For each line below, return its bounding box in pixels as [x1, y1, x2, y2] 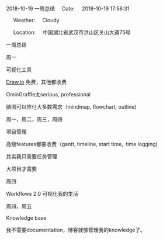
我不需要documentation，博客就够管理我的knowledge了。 [6, 227, 146, 233]
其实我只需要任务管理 [6, 153, 57, 160]
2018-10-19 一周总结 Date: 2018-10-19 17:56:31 [6, 5, 130, 12]
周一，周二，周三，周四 [6, 116, 63, 123]
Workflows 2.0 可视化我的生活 [6, 190, 79, 197]
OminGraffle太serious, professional [6, 91, 91, 98]
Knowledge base [6, 214, 47, 221]
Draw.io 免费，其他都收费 [6, 78, 67, 85]
